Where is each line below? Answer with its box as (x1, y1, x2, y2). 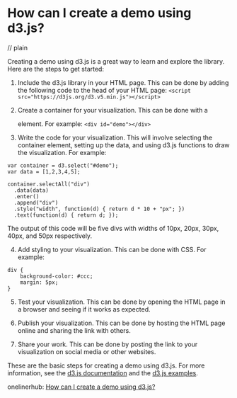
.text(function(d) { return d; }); (13, 211, 119, 219)
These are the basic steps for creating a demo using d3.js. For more (7, 361, 205, 370)
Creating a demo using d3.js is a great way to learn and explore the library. (7, 57, 225, 65)
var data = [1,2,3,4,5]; (7, 168, 81, 175)
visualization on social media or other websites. (17, 347, 156, 356)
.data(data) (13, 186, 50, 194)
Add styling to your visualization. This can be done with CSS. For (17, 245, 207, 254)
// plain (7, 43, 28, 52)
